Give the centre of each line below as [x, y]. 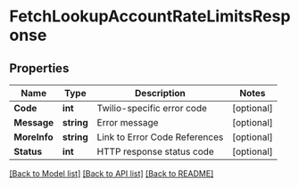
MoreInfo [33, 137]
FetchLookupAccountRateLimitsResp [150, 16]
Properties [39, 68]
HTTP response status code [155, 151]
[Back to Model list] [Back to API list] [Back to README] [112, 174]
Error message [128, 122]
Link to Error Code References [160, 137]
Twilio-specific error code [152, 108]
